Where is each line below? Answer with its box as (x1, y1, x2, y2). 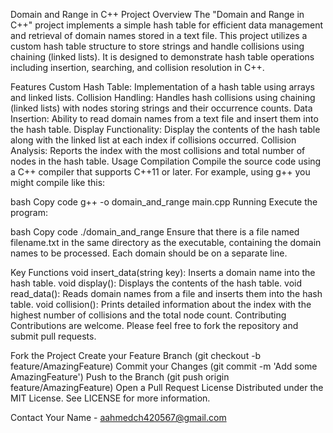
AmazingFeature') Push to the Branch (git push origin (10, 371, 230, 383)
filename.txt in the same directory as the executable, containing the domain (10, 237, 322, 248)
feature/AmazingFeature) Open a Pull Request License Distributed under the (10, 382, 324, 393)
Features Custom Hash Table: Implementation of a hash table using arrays (10, 81, 315, 93)
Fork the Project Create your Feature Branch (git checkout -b (10, 350, 262, 361)
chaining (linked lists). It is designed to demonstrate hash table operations (10, 51, 315, 63)
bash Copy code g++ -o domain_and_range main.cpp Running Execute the (10, 196, 318, 208)
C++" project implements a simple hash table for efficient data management (10, 19, 324, 31)
